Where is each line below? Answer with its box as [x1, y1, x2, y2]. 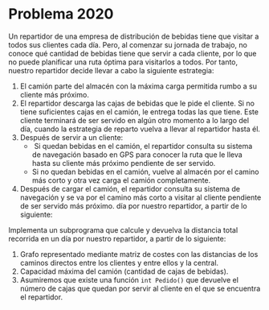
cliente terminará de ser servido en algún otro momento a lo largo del [19, 115, 250, 125]
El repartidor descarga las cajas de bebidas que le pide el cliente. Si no [19, 98, 255, 108]
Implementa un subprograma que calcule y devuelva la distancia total [8, 225, 238, 234]
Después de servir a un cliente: [19, 132, 124, 142]
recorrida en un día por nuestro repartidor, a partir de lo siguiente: [8, 234, 226, 243]
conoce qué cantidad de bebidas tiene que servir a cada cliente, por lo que [8, 48, 257, 58]
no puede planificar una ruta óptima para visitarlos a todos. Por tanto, [8, 57, 238, 67]
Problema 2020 [8, 5, 114, 23]
